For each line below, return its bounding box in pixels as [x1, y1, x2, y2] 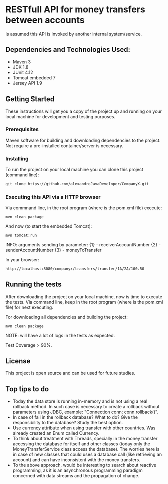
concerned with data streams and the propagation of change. [12, 472, 140, 478]
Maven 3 [12, 59, 31, 65]
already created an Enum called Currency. [12, 430, 100, 436]
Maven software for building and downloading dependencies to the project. [5, 137, 161, 143]
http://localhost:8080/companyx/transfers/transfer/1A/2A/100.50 [5, 266, 144, 272]
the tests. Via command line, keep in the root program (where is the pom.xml [5, 299, 163, 305]
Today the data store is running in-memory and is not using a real [12, 398, 148, 404]
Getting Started [5, 94, 55, 104]
